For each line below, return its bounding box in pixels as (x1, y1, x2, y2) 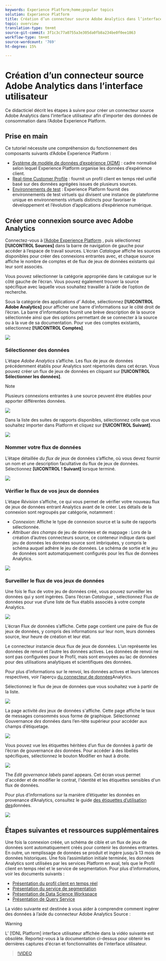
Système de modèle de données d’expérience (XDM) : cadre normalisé (12, 160, 157, 166)
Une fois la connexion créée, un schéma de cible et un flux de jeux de (5, 839, 147, 845)
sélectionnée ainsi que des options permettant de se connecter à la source (5, 315, 158, 320)
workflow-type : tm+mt (5, 35, 50, 40)
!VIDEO (17, 951, 32, 957)
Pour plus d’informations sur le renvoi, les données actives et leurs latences (5, 669, 159, 675)
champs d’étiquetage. (5, 724, 49, 730)
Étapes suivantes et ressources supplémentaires (5, 826, 159, 835)
